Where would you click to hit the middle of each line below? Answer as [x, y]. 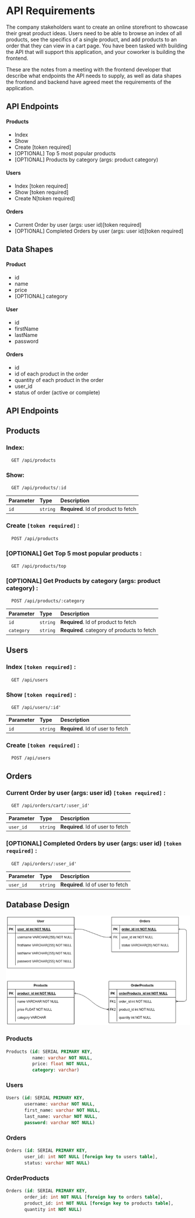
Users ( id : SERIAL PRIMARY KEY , [45, 1098]
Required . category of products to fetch [108, 630]
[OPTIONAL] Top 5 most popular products [65, 153]
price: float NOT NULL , [61, 1064]
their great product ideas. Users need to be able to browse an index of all [94, 33]
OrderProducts [28, 1178]
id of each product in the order [51, 374]
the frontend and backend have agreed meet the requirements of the [89, 82]
